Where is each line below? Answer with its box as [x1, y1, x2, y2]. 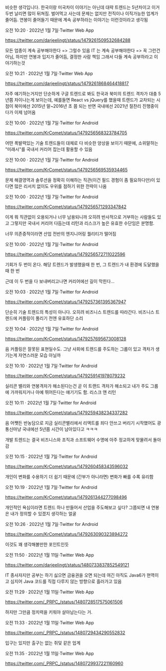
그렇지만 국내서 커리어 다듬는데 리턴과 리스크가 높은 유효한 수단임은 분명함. [10, 220, 155, 226]
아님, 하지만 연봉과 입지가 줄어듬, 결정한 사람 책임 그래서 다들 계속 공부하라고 [5, 54, 153, 60]
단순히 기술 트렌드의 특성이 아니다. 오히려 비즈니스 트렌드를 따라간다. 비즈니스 [5, 309, 155, 315]
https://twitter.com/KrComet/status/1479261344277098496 [5, 494, 127, 500]
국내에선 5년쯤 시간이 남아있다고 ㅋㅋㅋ [22, 426, 98, 432]
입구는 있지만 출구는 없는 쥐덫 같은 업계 [5, 640, 81, 646]
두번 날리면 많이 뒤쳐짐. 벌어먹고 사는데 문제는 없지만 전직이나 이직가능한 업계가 [5, 10, 159, 16]
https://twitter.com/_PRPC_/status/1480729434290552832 [5, 630, 125, 635]
